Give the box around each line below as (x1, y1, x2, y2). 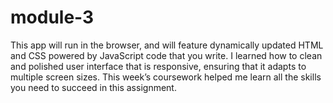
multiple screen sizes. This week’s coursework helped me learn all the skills (10, 71, 322, 83)
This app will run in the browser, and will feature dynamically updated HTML (10, 39, 324, 51)
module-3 (10, 6, 95, 29)
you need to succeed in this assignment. (10, 81, 177, 93)
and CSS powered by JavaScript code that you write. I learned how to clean (10, 49, 323, 61)
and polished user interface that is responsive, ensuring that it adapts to (10, 60, 307, 72)
